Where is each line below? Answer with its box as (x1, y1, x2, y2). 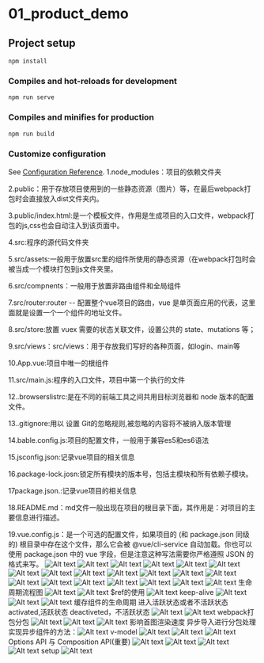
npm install (8, 57, 47, 65)
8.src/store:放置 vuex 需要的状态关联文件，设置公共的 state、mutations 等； (8, 324, 256, 333)
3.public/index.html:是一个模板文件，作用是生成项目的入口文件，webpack (8, 211, 248, 220)
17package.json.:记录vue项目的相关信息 (8, 486, 137, 495)
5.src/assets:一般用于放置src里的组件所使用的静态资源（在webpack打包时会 (8, 254, 256, 264)
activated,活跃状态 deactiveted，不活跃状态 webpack (8, 607, 247, 616)
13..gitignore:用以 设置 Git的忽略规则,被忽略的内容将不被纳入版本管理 (8, 418, 232, 428)
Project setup (8, 36, 77, 50)
